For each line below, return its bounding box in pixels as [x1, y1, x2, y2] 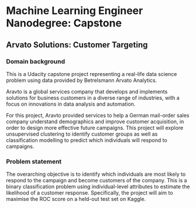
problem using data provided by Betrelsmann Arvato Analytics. [6, 77, 157, 84]
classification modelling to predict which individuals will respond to [6, 136, 168, 144]
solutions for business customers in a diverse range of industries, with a [6, 94, 180, 101]
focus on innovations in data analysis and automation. [6, 100, 136, 108]
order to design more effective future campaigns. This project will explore [6, 124, 184, 131]
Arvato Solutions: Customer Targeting [6, 40, 148, 50]
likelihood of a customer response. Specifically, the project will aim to [6, 189, 174, 196]
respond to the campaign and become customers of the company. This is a [6, 177, 187, 184]
